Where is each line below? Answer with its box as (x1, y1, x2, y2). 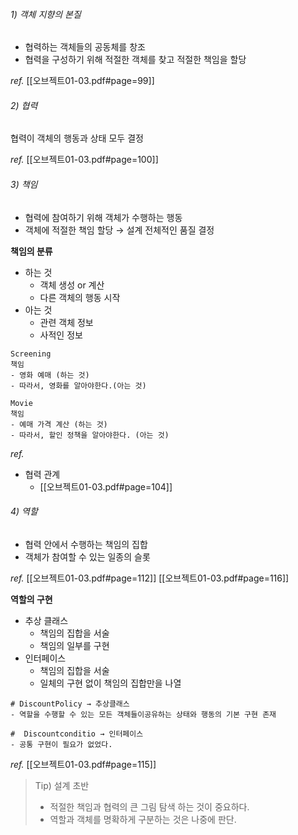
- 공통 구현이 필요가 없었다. (10, 739, 113, 749)
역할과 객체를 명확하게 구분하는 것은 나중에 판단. (49, 813, 237, 825)
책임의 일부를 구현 (39, 639, 110, 651)
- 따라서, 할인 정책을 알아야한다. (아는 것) (10, 430, 170, 440)
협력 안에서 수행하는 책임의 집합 (24, 538, 148, 550)
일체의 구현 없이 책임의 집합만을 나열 (39, 677, 182, 689)
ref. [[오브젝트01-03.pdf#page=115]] (10, 758, 157, 770)
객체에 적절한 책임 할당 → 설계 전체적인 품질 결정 (24, 224, 215, 236)
